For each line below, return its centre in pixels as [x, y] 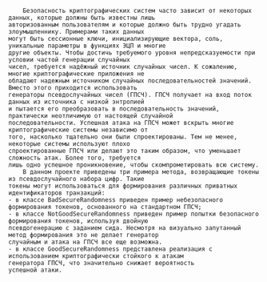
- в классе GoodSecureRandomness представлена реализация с [111, 249]
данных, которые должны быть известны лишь [82, 18]
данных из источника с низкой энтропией [77, 102]
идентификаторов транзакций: [57, 193]
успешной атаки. [35, 270]
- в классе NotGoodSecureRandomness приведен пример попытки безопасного [134, 214]
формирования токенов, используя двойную [78, 221]
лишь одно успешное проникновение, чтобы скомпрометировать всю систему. [134, 165]
